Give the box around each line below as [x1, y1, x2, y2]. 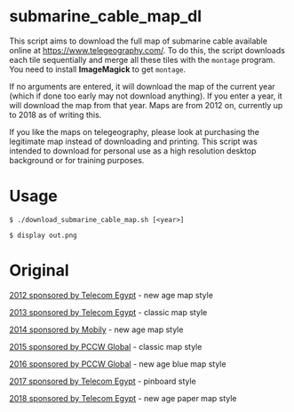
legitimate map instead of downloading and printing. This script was [9, 136, 258, 147]
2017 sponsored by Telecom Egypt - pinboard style [9, 376, 197, 386]
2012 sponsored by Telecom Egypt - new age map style [9, 289, 213, 300]
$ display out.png [9, 231, 77, 240]
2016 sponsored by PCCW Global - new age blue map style [9, 358, 226, 369]
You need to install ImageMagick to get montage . [9, 64, 187, 75]
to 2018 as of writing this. [9, 109, 102, 120]
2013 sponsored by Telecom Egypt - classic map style [9, 306, 208, 317]
